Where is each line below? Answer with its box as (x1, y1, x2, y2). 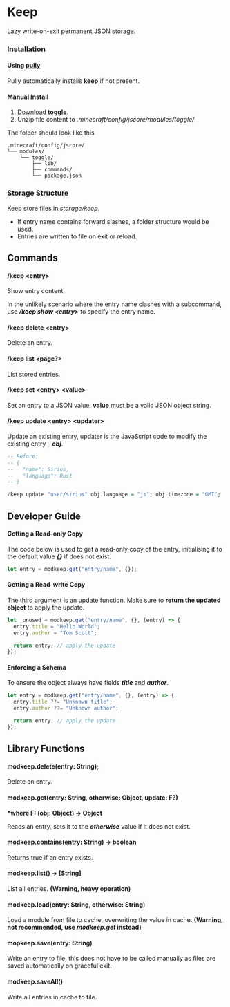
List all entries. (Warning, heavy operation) (7, 885, 131, 893)
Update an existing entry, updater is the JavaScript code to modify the (7, 432, 207, 440)
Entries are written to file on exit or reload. (17, 232, 137, 241)
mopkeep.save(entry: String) (7, 939, 93, 947)
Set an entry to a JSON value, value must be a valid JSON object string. (7, 401, 212, 409)
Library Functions (7, 743, 85, 755)
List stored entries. (7, 370, 61, 378)
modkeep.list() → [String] (7, 869, 82, 878)
